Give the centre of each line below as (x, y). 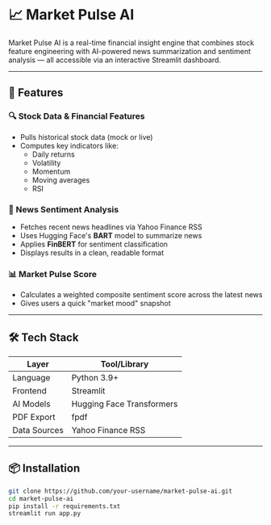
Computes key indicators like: (69, 145)
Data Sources (38, 430)
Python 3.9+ (95, 378)
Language (31, 378)
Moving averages (61, 180)
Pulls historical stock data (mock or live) (86, 136)
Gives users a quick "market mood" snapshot (95, 304)
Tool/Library (125, 364)
